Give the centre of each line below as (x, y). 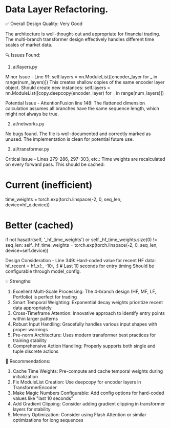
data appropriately (32, 308)
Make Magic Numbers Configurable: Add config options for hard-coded (88, 393)
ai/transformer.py (31, 149)
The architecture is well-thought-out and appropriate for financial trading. (83, 34)
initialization (25, 376)
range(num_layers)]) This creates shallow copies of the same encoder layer (85, 82)
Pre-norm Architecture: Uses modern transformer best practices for (84, 335)
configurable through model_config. (43, 271)
